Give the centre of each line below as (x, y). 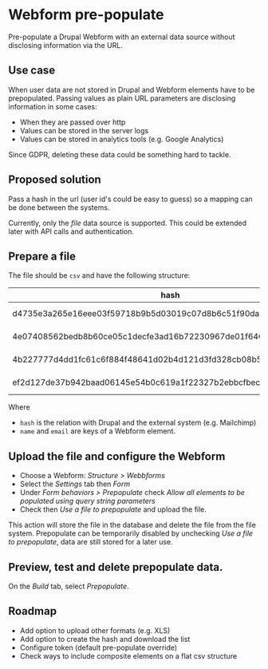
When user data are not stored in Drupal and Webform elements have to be (132, 89)
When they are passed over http (73, 122)
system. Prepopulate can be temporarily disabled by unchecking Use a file (131, 533)
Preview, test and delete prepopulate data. (116, 567)
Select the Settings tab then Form (75, 484)
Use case (32, 71)
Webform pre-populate (87, 15)
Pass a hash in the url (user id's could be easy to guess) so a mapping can (130, 199)
